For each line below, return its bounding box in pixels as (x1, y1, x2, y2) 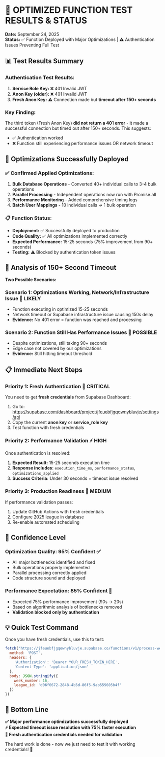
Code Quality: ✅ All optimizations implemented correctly (12, 233, 128, 239)
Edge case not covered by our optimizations (12, 345, 102, 352)
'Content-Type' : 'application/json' (14, 664, 89, 669)
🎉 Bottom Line (5, 705, 49, 714)
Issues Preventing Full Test (5, 42, 59, 48)
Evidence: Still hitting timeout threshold (12, 351, 92, 357)
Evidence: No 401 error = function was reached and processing (12, 317, 142, 323)
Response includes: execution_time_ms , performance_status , (12, 465, 136, 471)
